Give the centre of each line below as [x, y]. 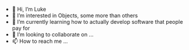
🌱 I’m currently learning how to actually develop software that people [98, 22]
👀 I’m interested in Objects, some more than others [75, 15]
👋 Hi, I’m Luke [29, 9]
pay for [21, 28]
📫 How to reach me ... [40, 41]
